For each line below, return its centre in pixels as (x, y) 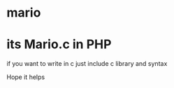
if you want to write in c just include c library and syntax (87, 64)
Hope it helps (26, 77)
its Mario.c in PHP (59, 45)
